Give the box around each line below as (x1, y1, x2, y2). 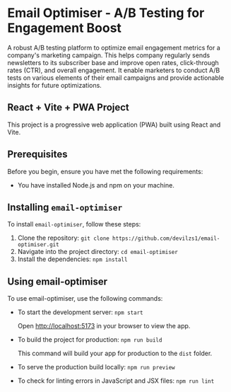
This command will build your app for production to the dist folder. (17, 349, 213, 358)
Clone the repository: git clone (17, 234, 109, 242)
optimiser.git (17, 241, 59, 248)
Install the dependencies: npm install (17, 255, 128, 263)
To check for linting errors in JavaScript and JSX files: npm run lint (17, 376, 215, 385)
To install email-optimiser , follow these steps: (7, 220, 141, 229)
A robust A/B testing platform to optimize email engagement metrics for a (7, 43, 220, 52)
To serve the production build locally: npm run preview (17, 363, 175, 371)
